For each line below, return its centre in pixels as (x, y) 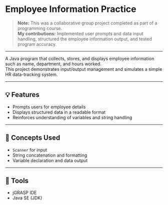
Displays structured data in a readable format (59, 112)
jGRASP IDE (24, 193)
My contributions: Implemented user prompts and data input (80, 33)
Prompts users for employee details (49, 107)
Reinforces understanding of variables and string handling (72, 117)
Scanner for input (30, 150)
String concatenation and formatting (50, 155)
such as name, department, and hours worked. (53, 64)
